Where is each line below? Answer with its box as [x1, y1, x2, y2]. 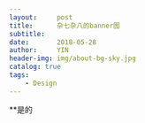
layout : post [9, 12, 73, 22]
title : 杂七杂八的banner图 [9, 21, 121, 30]
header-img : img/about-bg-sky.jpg [9, 54, 137, 63]
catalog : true [9, 63, 62, 72]
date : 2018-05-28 [9, 37, 97, 47]
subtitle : [9, 29, 46, 38]
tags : [9, 71, 29, 80]
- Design [25, 79, 57, 88]
